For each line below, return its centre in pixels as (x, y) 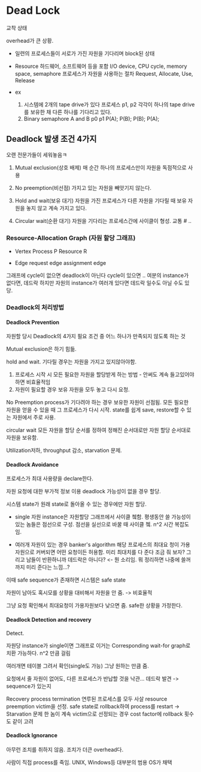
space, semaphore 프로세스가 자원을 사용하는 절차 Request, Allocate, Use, (104, 73)
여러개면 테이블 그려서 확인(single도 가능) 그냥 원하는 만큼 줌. (78, 666)
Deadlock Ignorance (32, 735)
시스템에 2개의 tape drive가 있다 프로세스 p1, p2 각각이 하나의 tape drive (109, 104)
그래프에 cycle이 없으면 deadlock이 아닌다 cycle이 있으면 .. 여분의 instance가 (98, 275)
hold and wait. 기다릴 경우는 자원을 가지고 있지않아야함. (71, 362)
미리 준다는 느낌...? (48, 567)
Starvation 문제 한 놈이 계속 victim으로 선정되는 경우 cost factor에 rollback (95, 714)
